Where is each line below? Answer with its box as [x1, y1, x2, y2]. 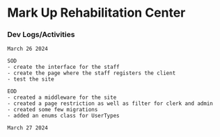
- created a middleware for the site [7, 94, 117, 102]
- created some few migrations [7, 106, 98, 113]
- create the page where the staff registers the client [7, 70, 176, 77]
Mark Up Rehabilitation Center [7, 5, 186, 21]
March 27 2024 [7, 124, 49, 131]
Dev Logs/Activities [7, 30, 75, 40]
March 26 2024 [7, 45, 49, 53]
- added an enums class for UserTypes [7, 113, 120, 120]
